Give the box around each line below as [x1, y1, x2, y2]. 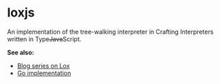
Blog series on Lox [16, 61, 70, 70]
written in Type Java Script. [7, 34, 82, 43]
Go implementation [16, 69, 71, 77]
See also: [7, 48, 34, 56]
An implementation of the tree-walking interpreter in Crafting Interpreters [7, 28, 214, 36]
